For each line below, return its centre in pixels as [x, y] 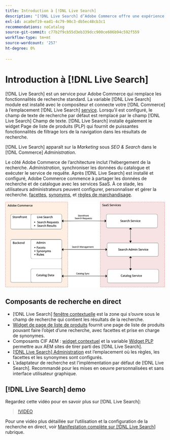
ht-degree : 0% [20, 48]
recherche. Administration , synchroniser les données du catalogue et [78, 168]
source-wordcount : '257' [31, 43]
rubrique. [15, 432]
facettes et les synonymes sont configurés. [58, 357]
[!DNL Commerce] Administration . [41, 152]
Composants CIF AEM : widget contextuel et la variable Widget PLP [83, 341]
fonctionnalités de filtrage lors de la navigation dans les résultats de [76, 131]
